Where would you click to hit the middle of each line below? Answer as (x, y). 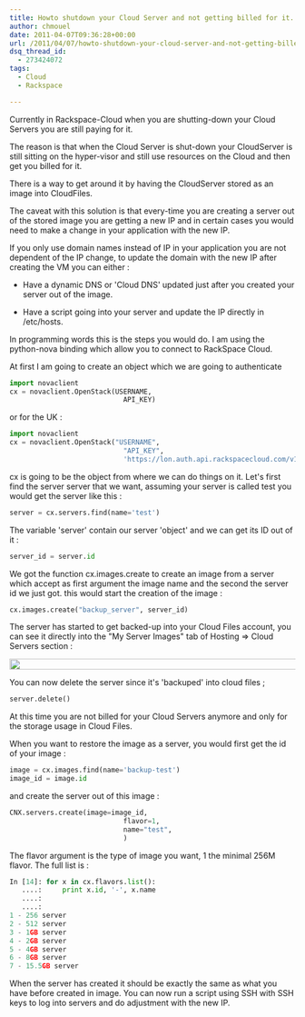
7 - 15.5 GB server (44, 966)
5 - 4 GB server (38, 949)
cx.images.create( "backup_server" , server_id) (99, 610)
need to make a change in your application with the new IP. (120, 230)
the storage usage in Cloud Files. (71, 726)
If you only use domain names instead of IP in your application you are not (148, 247)
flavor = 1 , (142, 821)
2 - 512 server (38, 923)
